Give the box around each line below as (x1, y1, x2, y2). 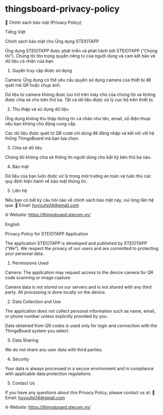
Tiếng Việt (5, 29, 26, 35)
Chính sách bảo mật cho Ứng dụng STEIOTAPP (5, 38, 99, 44)
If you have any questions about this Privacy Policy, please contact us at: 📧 (5, 389, 155, 395)
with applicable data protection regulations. (5, 371, 92, 377)
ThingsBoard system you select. (5, 327, 70, 334)
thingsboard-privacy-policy (5, 3, 120, 15)
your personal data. (5, 251, 44, 256)
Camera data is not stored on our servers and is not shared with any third (5, 284, 152, 290)
